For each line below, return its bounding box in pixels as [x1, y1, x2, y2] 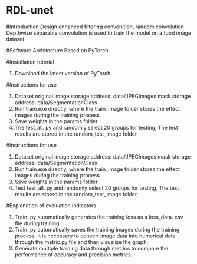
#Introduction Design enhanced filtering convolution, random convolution [6, 23, 185, 30]
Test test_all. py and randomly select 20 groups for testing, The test [14, 184, 179, 192]
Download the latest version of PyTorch [14, 70, 111, 77]
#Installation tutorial [6, 58, 54, 65]
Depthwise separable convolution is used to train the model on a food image [6, 29, 192, 36]
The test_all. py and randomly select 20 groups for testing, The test [14, 124, 178, 131]
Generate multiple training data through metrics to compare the [14, 245, 169, 252]
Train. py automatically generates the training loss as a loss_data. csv [14, 213, 184, 220]
